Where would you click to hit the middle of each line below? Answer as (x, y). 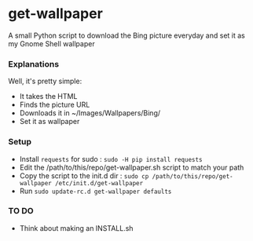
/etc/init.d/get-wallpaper (99, 183)
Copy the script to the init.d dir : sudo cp (84, 175)
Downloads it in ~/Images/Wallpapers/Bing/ (90, 113)
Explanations (34, 64)
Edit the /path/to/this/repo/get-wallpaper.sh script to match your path (132, 167)
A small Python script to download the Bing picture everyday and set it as (126, 35)
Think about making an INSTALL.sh (76, 228)
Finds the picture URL (55, 105)
